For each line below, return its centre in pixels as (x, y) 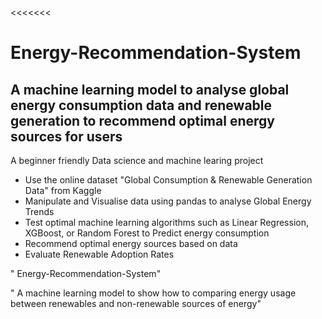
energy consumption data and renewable (141, 105)
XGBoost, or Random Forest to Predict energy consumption (147, 233)
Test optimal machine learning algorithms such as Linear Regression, (166, 222)
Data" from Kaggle (63, 190)
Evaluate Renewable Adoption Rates (99, 254)
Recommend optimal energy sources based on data (131, 243)
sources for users (66, 136)
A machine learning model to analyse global (150, 89)
